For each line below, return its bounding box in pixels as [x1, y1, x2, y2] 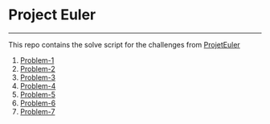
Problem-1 [19, 55, 55, 65]
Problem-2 [19, 64, 56, 73]
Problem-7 [19, 106, 55, 116]
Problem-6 [19, 98, 56, 108]
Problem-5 [19, 89, 56, 99]
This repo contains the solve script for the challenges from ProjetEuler [8, 39, 241, 49]
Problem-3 [19, 72, 56, 82]
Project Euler [8, 6, 96, 24]
